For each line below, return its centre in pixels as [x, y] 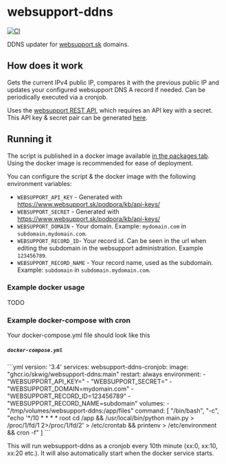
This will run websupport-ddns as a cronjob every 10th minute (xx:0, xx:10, [113, 446]
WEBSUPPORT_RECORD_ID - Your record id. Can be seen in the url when [112, 240]
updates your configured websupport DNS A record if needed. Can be [106, 89]
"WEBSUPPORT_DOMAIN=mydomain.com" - [70, 389]
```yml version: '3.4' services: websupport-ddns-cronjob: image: [98, 367]
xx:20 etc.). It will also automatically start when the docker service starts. [111, 453]
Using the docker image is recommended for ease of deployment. [100, 163]
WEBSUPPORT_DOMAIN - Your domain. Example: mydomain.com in [102, 226]
